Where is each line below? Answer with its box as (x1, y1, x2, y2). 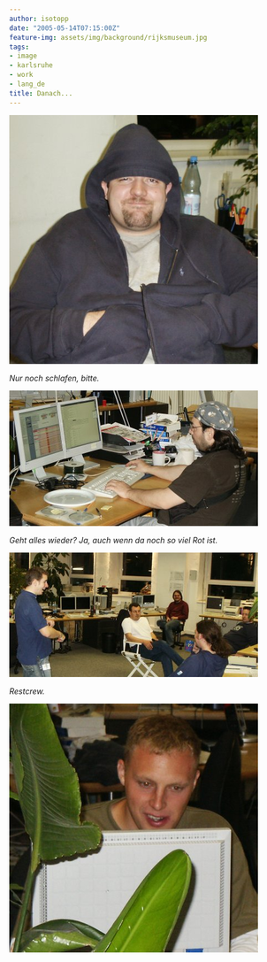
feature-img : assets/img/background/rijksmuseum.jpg (9, 33, 208, 42)
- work (9, 71, 34, 80)
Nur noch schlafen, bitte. (9, 373, 100, 383)
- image (9, 51, 38, 61)
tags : (9, 42, 29, 51)
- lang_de (9, 80, 46, 89)
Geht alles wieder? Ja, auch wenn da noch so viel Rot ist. (9, 535, 218, 545)
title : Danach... (9, 89, 73, 97)
